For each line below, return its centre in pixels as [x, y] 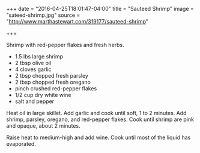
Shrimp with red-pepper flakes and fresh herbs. [65, 45]
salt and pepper [35, 101]
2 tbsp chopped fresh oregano [53, 82]
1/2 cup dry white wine [43, 95]
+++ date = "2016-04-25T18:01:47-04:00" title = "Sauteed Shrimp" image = [100, 9]
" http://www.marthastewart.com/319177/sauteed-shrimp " [77, 21]
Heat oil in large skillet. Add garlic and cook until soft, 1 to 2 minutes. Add [96, 113]
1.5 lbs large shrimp [39, 56]
